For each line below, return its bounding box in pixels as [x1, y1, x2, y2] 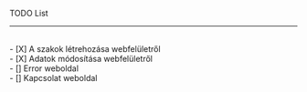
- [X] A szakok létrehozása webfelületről [9, 44, 162, 54]
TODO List [9, 8, 48, 18]
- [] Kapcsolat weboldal [9, 73, 98, 83]
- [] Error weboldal [9, 63, 79, 74]
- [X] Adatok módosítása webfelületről [9, 54, 153, 64]
